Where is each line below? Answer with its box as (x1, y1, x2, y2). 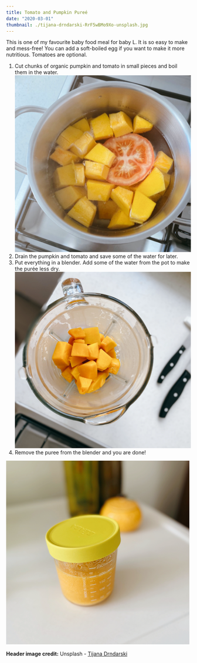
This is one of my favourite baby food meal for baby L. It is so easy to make (6, 39, 188, 46)
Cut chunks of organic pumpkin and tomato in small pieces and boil (14, 62, 178, 70)
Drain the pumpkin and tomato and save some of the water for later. (14, 253, 178, 260)
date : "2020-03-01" (6, 15, 54, 22)
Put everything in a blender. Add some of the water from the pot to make (14, 259, 190, 266)
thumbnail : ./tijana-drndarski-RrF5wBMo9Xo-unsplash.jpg (6, 22, 148, 28)
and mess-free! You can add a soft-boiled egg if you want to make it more (6, 45, 185, 52)
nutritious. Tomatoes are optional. (6, 51, 87, 58)
